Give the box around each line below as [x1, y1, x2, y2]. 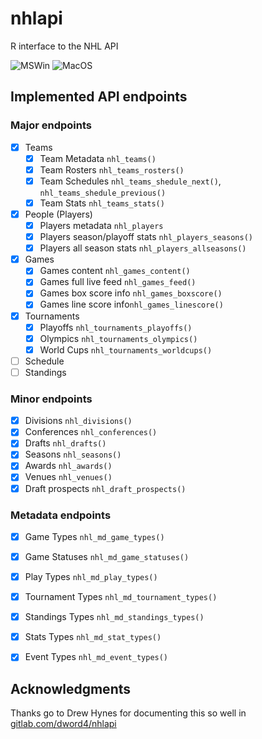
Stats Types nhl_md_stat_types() [24, 631, 162, 643]
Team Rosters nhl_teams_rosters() [39, 163, 185, 176]
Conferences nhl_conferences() [24, 426, 158, 438]
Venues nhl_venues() [24, 471, 113, 483]
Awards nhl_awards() [24, 460, 113, 472]
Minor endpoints [10, 392, 93, 406]
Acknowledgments [10, 680, 132, 697]
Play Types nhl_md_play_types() [24, 571, 158, 583]
